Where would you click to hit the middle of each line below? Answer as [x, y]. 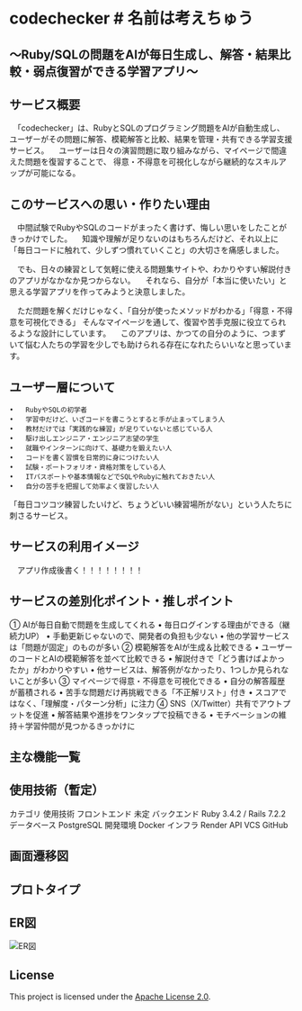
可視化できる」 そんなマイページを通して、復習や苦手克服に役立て [148, 322]
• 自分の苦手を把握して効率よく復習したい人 [84, 487]
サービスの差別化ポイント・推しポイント [121, 601]
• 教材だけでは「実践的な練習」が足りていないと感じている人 [111, 429]
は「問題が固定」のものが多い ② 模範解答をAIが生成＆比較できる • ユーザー [151, 647]
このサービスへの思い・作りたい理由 [110, 204]
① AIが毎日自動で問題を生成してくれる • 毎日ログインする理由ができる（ [146, 624]
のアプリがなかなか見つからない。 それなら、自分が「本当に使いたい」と [148, 281]
